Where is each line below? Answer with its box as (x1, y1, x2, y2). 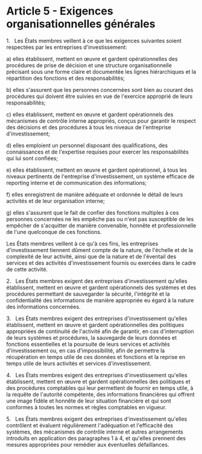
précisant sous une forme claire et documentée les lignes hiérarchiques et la (6, 68, 197, 75)
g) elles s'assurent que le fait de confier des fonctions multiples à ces (6, 209, 179, 216)
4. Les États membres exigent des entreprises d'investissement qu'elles (6, 371, 188, 378)
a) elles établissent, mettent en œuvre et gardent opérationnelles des (6, 55, 178, 62)
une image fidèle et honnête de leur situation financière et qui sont (6, 397, 172, 404)
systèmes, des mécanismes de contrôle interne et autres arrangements (6, 428, 184, 435)
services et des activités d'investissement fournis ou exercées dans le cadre (6, 259, 196, 267)
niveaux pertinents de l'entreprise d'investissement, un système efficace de (6, 172, 195, 180)
